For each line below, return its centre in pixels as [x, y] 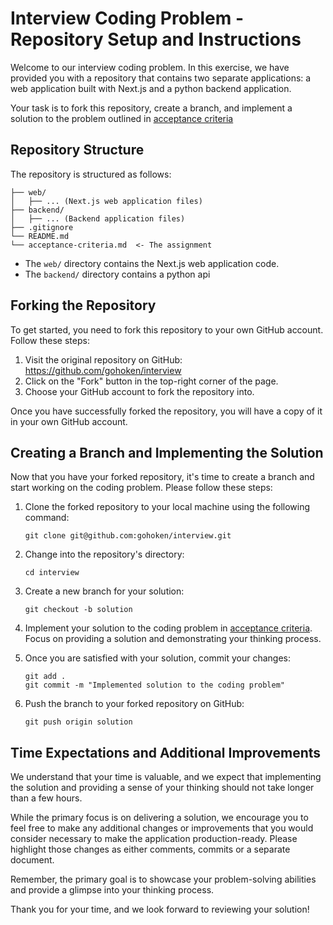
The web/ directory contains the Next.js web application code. [152, 263]
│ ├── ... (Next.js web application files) [106, 201]
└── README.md [40, 236]
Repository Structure [77, 150]
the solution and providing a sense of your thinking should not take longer [162, 788]
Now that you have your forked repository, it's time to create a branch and [162, 477]
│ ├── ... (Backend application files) [98, 218]
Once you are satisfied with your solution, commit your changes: [157, 658]
